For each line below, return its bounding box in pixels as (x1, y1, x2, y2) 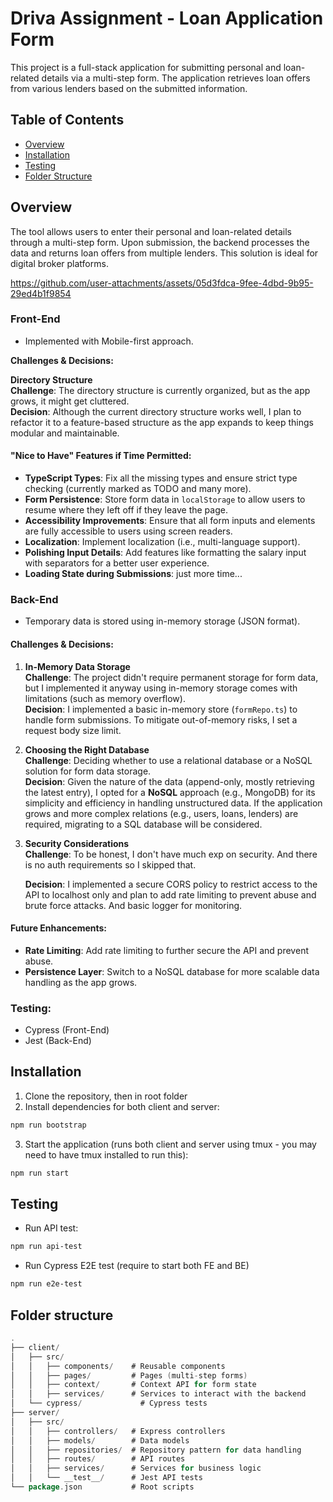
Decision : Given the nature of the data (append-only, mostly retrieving (24, 775, 315, 787)
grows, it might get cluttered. (10, 395, 130, 407)
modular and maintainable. (10, 427, 120, 439)
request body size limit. (24, 724, 122, 736)
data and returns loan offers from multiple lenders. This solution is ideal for (10, 247, 319, 259)
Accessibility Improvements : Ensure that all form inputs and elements (24, 515, 316, 527)
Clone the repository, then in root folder (24, 1090, 188, 1102)
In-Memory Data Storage (24, 660, 131, 672)
